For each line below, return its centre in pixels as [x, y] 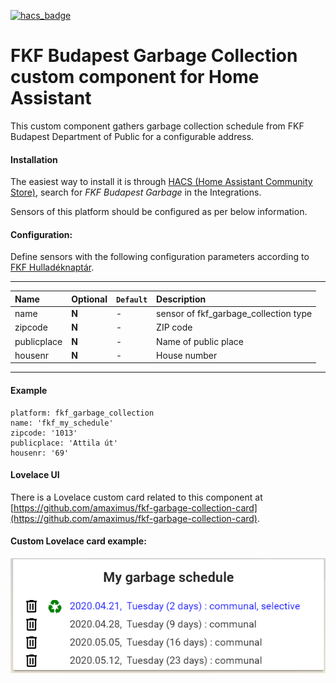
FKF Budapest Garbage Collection [154, 56]
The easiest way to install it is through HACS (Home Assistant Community [161, 182]
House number [187, 355]
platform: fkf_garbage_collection [82, 413]
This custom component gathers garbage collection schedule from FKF [157, 126]
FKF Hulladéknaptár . [52, 267]
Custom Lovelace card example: [78, 541]
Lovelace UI [35, 475]
